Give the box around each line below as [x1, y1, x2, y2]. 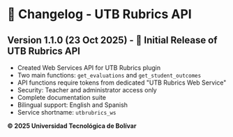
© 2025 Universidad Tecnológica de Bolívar [7, 122, 137, 130]
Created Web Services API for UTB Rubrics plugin [17, 64, 161, 72]
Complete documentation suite [17, 94, 107, 101]
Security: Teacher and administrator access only [17, 86, 157, 94]
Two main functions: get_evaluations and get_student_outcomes [17, 71, 202, 79]
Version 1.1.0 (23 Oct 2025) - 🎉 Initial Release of [7, 34, 218, 46]
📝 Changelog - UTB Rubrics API [7, 6, 192, 22]
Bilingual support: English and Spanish [17, 101, 128, 109]
